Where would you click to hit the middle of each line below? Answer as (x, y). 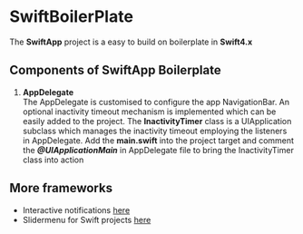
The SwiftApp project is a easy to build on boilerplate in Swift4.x (131, 42)
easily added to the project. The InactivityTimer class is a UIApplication (157, 121)
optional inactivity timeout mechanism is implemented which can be (149, 112)
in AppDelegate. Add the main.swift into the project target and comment (158, 140)
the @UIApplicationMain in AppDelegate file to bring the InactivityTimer (158, 150)
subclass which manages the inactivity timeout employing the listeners (155, 131)
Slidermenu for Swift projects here (87, 219)
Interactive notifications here (76, 210)
